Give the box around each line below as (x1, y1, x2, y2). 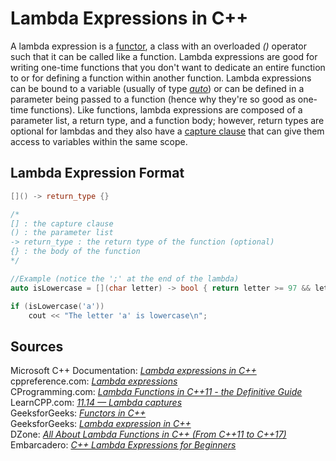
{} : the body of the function (10, 247, 141, 257)
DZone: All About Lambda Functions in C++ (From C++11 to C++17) (10, 428, 287, 441)
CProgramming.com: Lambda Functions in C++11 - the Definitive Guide (10, 386, 303, 398)
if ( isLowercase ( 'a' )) (10, 301, 105, 311)
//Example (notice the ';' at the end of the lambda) (10, 273, 240, 284)
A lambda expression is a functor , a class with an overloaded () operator (10, 40, 307, 52)
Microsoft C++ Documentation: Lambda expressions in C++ (10, 365, 257, 377)
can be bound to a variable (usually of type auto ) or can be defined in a (10, 82, 305, 94)
